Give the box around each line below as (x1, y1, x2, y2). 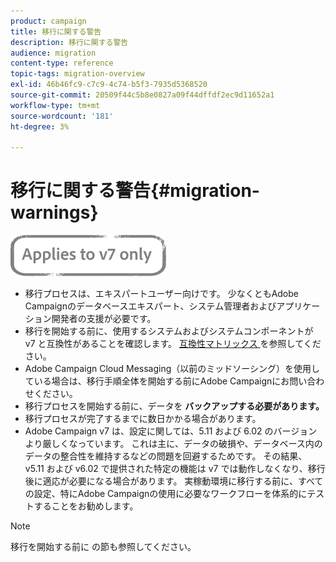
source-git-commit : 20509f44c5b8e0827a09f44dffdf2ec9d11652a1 (10, 90, 275, 100)
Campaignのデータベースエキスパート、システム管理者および (24, 300, 277, 312)
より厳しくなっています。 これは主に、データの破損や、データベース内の (24, 438, 323, 450)
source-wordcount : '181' (10, 111, 114, 121)
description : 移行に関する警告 (10, 37, 129, 47)
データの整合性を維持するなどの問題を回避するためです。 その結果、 (24, 450, 308, 462)
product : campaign (10, 16, 87, 26)
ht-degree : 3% (10, 121, 70, 132)
